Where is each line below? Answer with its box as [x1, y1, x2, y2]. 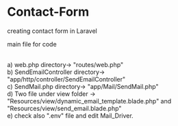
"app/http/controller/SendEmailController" [7, 75, 126, 83]
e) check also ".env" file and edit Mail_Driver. [7, 111, 133, 120]
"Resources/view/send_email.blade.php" [7, 104, 122, 112]
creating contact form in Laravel [7, 27, 97, 35]
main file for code [7, 40, 57, 48]
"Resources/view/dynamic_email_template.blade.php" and [7, 97, 172, 105]
